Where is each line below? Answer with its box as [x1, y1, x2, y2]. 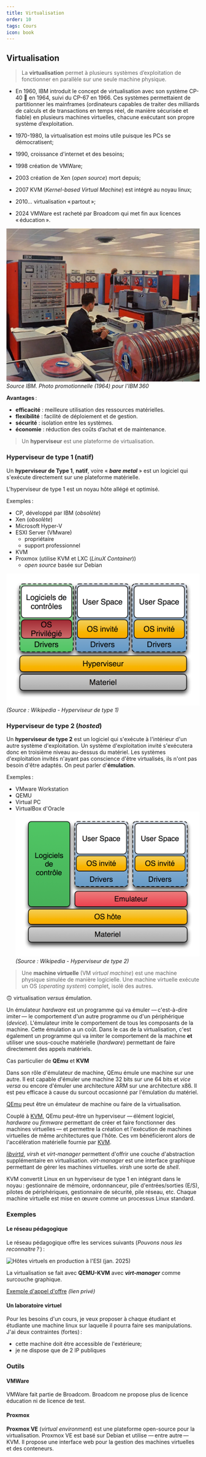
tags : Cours [6, 23, 37, 29]
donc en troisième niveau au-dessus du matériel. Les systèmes [6, 748, 166, 756]
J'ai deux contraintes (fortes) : [6, 1328, 83, 1336]
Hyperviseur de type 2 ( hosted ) [6, 721, 102, 730]
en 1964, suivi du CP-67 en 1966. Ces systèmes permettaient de [28, 94, 191, 101]
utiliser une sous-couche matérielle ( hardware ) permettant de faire [6, 1039, 176, 1046]
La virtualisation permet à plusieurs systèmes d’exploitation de [21, 69, 181, 77]
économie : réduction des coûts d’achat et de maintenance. [15, 426, 167, 433]
